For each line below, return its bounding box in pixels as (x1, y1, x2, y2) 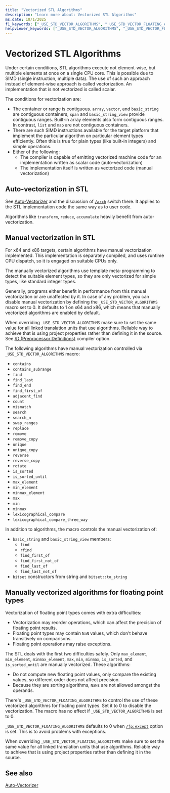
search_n (12, 415, 31, 420)
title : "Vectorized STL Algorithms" (5, 7, 82, 13)
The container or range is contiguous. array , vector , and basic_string (12, 106, 159, 112)
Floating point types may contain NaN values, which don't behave (12, 630, 148, 636)
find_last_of (20, 563, 48, 569)
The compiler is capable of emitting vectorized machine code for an (20, 154, 162, 160)
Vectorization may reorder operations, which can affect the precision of (12, 619, 162, 625)
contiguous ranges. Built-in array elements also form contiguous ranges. (12, 117, 164, 123)
